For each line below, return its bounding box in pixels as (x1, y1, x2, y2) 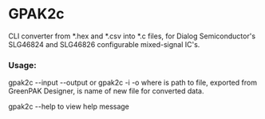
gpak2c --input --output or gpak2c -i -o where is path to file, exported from (8, 77, 258, 88)
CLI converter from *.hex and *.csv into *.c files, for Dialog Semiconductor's (8, 31, 256, 41)
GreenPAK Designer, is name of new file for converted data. (8, 86, 204, 96)
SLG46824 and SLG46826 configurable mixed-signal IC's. (8, 39, 200, 49)
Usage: (8, 59, 38, 70)
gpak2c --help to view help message (8, 101, 130, 112)
